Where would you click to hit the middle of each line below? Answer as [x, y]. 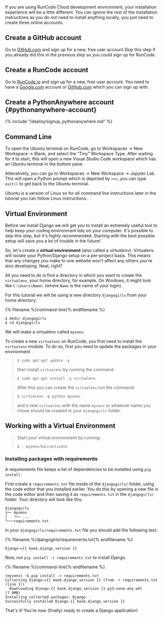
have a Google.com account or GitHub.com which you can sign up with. [77, 87]
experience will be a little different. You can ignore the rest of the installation [81, 12]
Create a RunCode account [47, 70]
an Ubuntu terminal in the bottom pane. [44, 164]
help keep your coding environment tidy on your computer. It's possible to [79, 231]
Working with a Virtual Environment [60, 426]
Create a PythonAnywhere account [60, 102]
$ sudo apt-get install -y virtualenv [56, 379]
